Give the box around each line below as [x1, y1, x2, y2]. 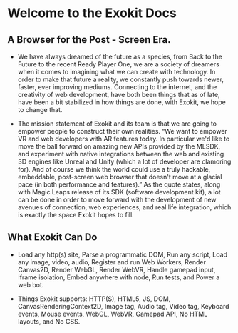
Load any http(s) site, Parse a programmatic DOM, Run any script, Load [17, 250, 228, 259]
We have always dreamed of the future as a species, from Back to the [17, 52, 223, 61]
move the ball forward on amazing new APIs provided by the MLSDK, [17, 142, 221, 151]
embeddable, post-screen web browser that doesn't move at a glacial [17, 173, 222, 181]
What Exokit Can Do [7, 231, 98, 244]
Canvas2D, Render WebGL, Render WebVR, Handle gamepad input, [17, 265, 216, 274]
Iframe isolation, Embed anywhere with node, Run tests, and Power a [17, 273, 220, 282]
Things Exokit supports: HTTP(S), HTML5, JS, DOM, [17, 294, 171, 303]
